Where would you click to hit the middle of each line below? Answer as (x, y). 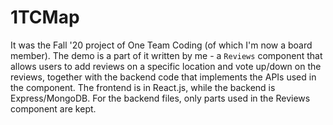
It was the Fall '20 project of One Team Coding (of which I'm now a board (161, 45)
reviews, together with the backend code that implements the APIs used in (163, 77)
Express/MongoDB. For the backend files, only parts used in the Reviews (160, 98)
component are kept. (53, 108)
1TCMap (45, 17)
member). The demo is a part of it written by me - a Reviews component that (166, 55)
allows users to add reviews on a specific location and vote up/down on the (166, 66)
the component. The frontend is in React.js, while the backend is (143, 87)
